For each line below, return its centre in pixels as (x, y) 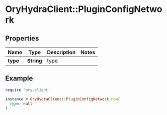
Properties (22, 38)
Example (19, 78)
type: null (21, 103)
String (34, 61)
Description (61, 52)
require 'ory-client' (28, 90)
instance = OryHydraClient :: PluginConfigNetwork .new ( (63, 99)
